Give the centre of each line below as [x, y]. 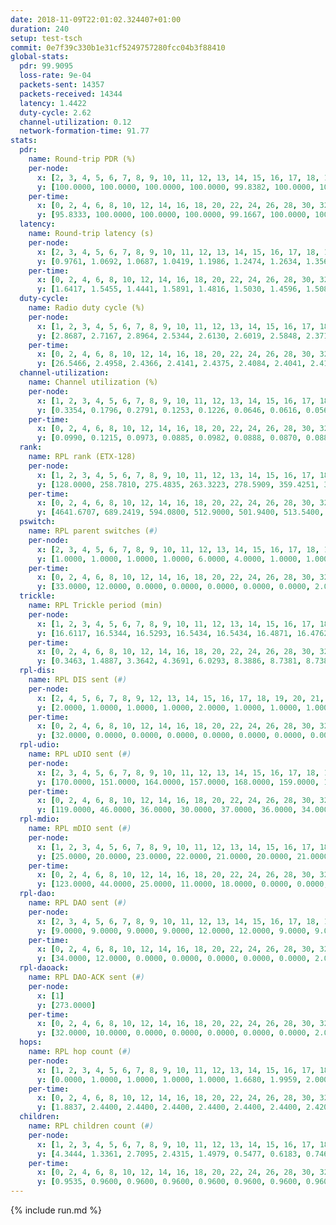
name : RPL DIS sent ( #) [78, 680]
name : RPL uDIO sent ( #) [80, 754]
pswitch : [37, 522]
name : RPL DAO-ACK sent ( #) [86, 977]
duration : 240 [40, 29]
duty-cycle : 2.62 [55, 112]
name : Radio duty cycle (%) [86, 308]
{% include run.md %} [56, 1210]
